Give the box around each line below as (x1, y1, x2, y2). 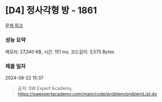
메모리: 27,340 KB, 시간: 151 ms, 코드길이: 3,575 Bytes (5, 49, 115, 55)
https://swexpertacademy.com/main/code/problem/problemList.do (17, 91, 157, 97)
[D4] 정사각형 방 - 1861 (5, 5, 97, 16)
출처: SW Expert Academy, (17, 85, 73, 91)
